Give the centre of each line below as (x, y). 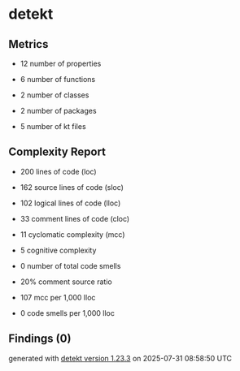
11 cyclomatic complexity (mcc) (72, 234)
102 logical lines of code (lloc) (70, 203)
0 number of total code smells (70, 265)
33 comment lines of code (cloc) (75, 218)
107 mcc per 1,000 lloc (58, 297)
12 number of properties (61, 63)
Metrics (28, 44)
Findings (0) (40, 339)
